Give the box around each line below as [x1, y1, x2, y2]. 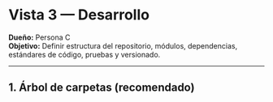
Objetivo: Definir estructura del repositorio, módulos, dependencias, [8, 40, 238, 50]
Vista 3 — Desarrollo [8, 6, 150, 24]
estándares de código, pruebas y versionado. [8, 49, 161, 59]
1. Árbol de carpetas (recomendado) [8, 81, 195, 95]
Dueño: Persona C [8, 32, 71, 42]
